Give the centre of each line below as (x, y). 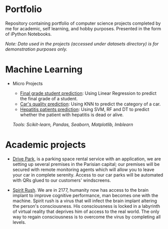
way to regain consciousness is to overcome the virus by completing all (87, 217)
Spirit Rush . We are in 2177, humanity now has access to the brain (80, 190)
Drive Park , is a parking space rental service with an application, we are (87, 159)
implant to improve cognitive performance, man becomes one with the (85, 195)
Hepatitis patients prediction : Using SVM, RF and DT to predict (85, 109)
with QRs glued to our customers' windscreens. (62, 180)
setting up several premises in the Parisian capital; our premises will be (86, 164)
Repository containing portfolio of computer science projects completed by (83, 23)
